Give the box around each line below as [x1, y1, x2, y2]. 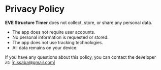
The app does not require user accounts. [12, 29, 96, 35]
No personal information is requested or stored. [12, 34, 109, 40]
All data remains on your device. [12, 45, 78, 50]
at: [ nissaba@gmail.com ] [5, 59, 56, 65]
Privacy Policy [5, 3, 65, 15]
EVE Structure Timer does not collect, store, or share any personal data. [5, 20, 153, 25]
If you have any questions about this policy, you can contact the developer [5, 54, 156, 60]
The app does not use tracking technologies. [12, 39, 103, 45]
